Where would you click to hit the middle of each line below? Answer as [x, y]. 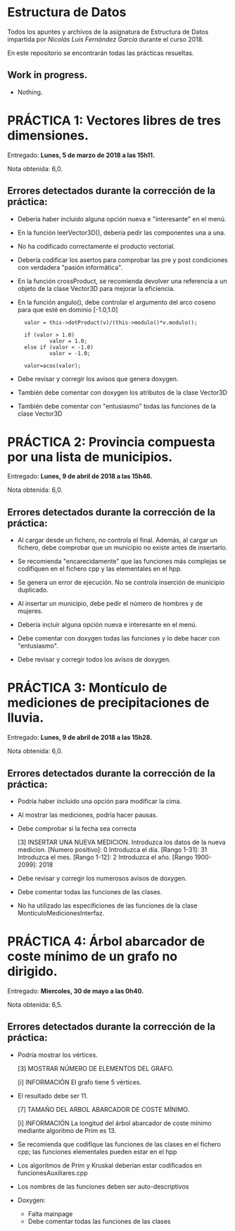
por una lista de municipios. [90, 457]
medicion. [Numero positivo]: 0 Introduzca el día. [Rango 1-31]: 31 [112, 849]
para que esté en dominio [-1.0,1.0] [68, 309]
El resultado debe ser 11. [53, 1096]
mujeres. [30, 611]
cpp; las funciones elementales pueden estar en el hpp [97, 1151]
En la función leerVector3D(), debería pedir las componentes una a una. [121, 233]
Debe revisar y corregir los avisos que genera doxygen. [98, 378]
